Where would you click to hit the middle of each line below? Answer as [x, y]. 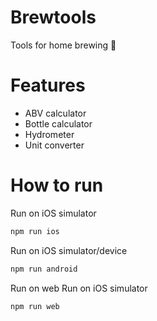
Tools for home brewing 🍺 [63, 45]
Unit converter [54, 145]
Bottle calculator [58, 123]
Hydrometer [49, 134]
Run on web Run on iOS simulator [79, 288]
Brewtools [53, 17]
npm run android [44, 269]
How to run [57, 185]
